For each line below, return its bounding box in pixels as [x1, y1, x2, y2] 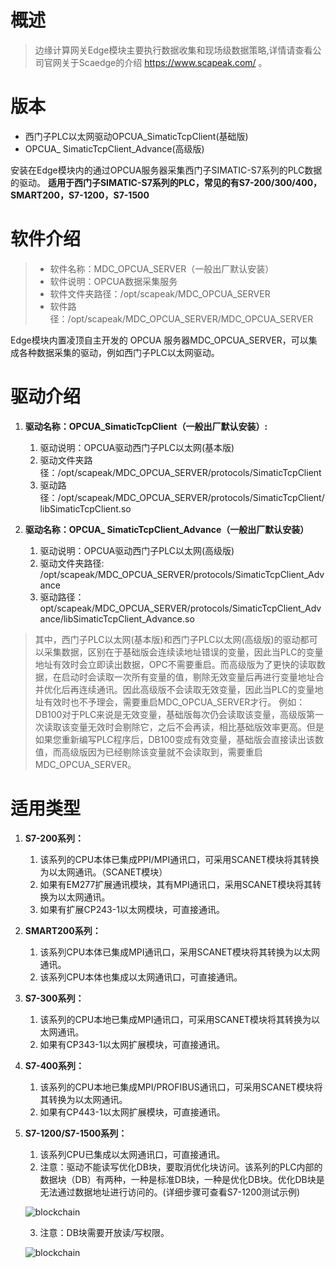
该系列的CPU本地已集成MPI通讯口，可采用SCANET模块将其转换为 [39, 1013, 312, 1025]
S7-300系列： [24, 992, 85, 1004]
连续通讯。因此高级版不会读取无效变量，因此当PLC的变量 [78, 683, 315, 695]
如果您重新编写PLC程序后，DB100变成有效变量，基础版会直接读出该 [34, 733, 316, 745]
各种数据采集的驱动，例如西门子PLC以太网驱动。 [18, 346, 220, 358]
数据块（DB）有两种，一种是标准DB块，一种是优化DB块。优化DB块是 [39, 1173, 325, 1185]
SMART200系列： [24, 924, 102, 936]
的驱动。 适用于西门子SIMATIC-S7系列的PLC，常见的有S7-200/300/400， [10, 176, 323, 188]
